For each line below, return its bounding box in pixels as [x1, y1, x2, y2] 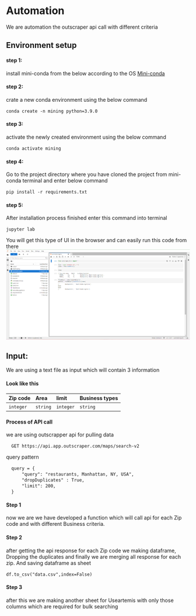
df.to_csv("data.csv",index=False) [6, 572, 93, 577]
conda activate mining [6, 145, 61, 152]
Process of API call [6, 418, 52, 425]
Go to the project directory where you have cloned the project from [6, 171, 167, 178]
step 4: [6, 158, 24, 165]
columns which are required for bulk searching [6, 603, 118, 610]
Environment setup [6, 40, 77, 50]
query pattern [6, 453, 39, 460]
